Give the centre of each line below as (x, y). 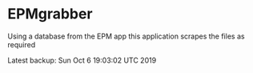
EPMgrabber (50, 14)
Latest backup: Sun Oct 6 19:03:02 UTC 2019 (82, 60)
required (22, 44)
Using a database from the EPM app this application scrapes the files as (126, 36)
